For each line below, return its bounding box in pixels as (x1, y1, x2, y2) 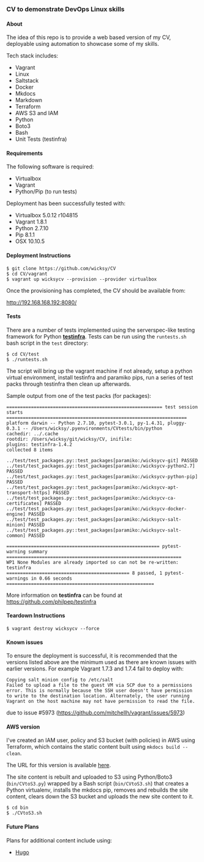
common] (6, 532, 26, 539)
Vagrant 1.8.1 (15, 218, 47, 225)
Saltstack (15, 77, 39, 84)
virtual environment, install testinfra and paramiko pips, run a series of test (6, 373, 194, 381)
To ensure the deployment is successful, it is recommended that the (6, 652, 178, 659)
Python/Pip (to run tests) (15, 188, 78, 195)
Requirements (6, 149, 43, 157)
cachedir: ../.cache (6, 430, 59, 437)
